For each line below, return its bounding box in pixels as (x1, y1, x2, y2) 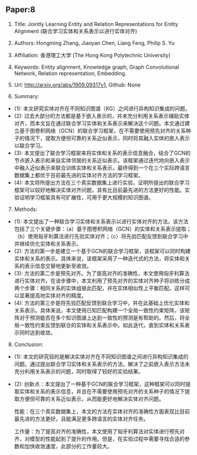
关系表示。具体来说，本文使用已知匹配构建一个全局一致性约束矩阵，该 (14, 306, 185, 313)
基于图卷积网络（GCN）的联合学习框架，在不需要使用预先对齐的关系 (19, 127, 186, 134)
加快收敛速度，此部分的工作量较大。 (24, 443, 113, 450)
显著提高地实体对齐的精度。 (19, 291, 87, 299)
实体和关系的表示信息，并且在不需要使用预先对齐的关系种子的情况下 (19, 387, 185, 395)
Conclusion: (14, 341, 44, 348)
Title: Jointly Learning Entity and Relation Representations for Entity (14, 20, 178, 27)
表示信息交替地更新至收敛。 (24, 262, 92, 269)
